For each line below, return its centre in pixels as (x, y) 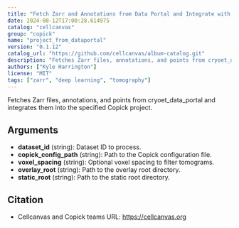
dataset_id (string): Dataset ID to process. (79, 147)
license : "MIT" (30, 73)
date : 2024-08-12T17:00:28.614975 (59, 21)
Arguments (33, 130)
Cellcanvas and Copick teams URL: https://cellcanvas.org (102, 217)
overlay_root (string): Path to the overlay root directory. (99, 170)
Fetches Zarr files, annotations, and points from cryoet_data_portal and (111, 100)
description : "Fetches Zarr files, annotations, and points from (106, 60)
